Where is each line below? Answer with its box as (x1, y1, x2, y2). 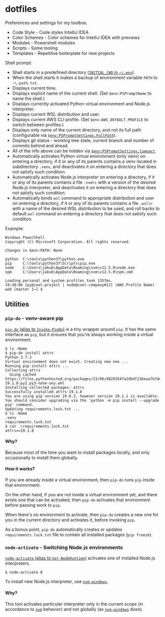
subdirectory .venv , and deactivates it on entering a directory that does (12, 164, 157, 170)
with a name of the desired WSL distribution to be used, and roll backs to (12, 206, 160, 211)
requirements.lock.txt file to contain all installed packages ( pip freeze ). (5, 532, 153, 538)
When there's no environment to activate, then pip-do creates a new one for (5, 512, 159, 518)
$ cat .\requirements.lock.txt (5, 424, 69, 429)
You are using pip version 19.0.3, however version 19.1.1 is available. (5, 393, 160, 399)
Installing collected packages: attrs (5, 385, 84, 390)
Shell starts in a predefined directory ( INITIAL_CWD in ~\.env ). (12, 69, 136, 75)
